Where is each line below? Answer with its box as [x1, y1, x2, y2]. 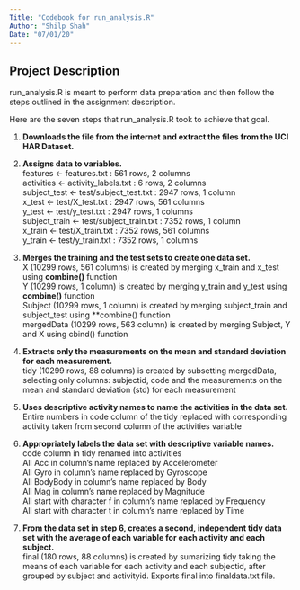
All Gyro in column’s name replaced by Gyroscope [22, 467, 208, 478]
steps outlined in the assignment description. [9, 96, 176, 108]
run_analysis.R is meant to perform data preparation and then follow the [9, 87, 275, 98]
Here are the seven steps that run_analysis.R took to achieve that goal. [9, 114, 270, 125]
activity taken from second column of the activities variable [22, 421, 243, 432]
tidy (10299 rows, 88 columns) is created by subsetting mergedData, [22, 365, 277, 376]
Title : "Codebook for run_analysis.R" [9, 13, 154, 22]
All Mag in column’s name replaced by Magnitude [22, 487, 205, 497]
